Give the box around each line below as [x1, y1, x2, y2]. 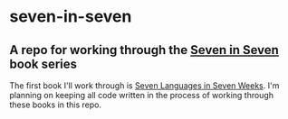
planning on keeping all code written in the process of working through [9, 90, 274, 100]
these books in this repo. [9, 99, 102, 110]
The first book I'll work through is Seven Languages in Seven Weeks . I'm [9, 80, 280, 91]
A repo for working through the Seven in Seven [9, 42, 279, 58]
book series [9, 56, 78, 71]
